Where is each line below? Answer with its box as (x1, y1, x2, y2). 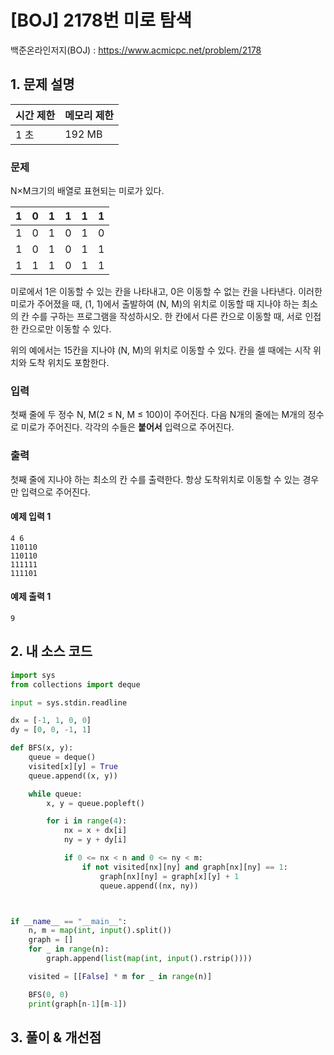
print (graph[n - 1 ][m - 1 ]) (28, 999, 128, 1009)
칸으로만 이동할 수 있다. (20, 323, 112, 335)
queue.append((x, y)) (28, 771, 118, 781)
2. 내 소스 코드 (10, 643, 93, 660)
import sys (10, 670, 56, 680)
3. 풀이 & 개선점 (10, 1029, 102, 1046)
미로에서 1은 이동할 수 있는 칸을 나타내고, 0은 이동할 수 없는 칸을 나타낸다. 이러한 (10, 286, 323, 298)
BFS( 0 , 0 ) (28, 989, 70, 1000)
